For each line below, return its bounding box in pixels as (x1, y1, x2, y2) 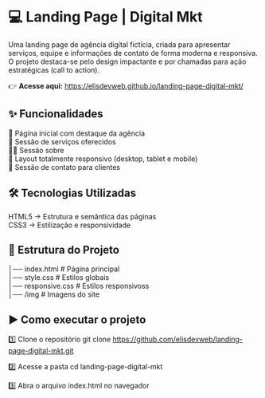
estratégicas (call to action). (8, 65, 100, 74)
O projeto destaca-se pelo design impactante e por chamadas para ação (8, 57, 247, 66)
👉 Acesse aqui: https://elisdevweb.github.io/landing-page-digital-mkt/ (8, 81, 244, 90)
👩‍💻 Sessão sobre (8, 145, 64, 155)
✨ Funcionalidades (8, 107, 103, 121)
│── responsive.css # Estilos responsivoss (8, 282, 150, 291)
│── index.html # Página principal (8, 264, 120, 274)
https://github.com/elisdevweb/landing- (112, 334, 244, 345)
